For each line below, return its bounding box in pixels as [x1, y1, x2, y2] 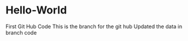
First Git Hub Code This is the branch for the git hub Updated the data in [5, 23, 183, 30]
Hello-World [5, 4, 67, 17]
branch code [5, 29, 37, 36]
